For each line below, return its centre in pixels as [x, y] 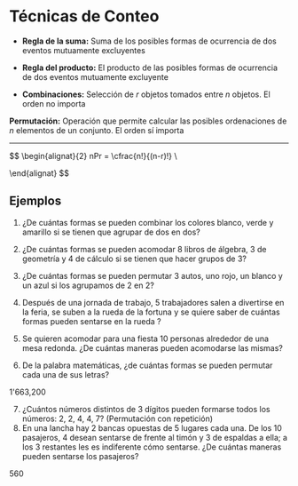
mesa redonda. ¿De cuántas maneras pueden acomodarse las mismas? [153, 347]
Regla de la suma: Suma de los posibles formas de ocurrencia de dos [149, 41]
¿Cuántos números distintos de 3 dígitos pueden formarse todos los [146, 409]
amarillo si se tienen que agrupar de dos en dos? [111, 232]
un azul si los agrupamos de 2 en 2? [88, 285]
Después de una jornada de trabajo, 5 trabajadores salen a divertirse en [153, 302]
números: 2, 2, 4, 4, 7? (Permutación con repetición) [118, 418]
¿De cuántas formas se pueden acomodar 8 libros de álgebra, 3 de [144, 249]
